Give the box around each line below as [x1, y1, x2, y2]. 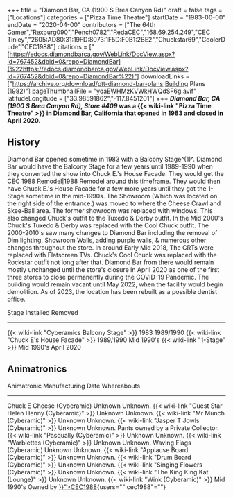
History [7, 137, 40, 148]
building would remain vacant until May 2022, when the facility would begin [7, 280, 223, 289]
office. [7, 295, 26, 303]
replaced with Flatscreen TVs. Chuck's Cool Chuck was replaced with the [7, 250, 217, 259]
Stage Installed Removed [7, 308, 78, 316]
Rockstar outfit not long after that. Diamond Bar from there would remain [7, 258, 214, 266]
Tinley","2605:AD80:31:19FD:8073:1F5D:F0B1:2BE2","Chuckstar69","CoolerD [7, 35, 225, 44]
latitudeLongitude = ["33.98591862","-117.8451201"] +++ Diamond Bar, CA [7, 94, 221, 103]
